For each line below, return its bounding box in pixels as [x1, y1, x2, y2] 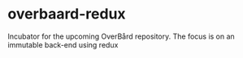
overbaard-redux [7, 5, 127, 23]
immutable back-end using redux [7, 39, 119, 49]
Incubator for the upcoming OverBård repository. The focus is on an [7, 31, 235, 41]
